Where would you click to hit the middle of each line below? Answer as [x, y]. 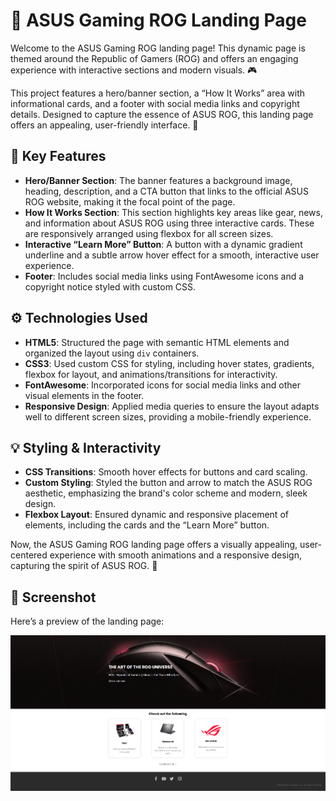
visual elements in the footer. [84, 395]
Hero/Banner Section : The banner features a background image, [158, 180]
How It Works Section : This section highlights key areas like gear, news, [173, 212]
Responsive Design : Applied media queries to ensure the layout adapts [172, 406]
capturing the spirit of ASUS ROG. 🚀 [84, 566]
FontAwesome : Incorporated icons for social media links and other [162, 385]
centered [29, 555]
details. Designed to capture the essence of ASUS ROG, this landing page [162, 114]
